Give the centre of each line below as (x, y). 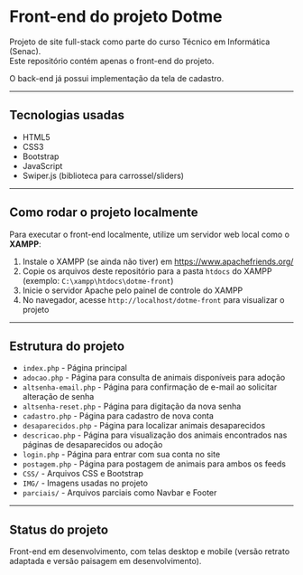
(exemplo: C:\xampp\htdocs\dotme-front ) (98, 280)
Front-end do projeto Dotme (116, 17)
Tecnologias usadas (67, 115)
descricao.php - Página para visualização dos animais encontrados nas (155, 435)
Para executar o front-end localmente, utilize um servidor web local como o (150, 234)
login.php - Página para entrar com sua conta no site (121, 455)
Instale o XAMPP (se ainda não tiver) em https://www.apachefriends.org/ (158, 261)
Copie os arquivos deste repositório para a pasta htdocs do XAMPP (147, 271)
